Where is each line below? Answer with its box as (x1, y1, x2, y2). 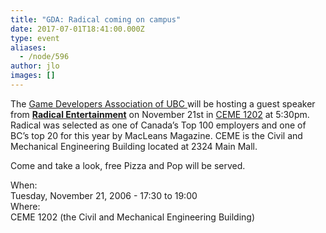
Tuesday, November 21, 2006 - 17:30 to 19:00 (10, 189, 198, 201)
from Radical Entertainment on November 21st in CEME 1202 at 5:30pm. (10, 108, 310, 120)
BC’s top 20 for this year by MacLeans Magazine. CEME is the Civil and (10, 129, 303, 141)
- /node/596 (19, 52, 70, 62)
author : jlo (10, 61, 60, 71)
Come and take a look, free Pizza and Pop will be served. (10, 159, 246, 171)
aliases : (10, 42, 47, 53)
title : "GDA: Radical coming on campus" (10, 14, 182, 25)
